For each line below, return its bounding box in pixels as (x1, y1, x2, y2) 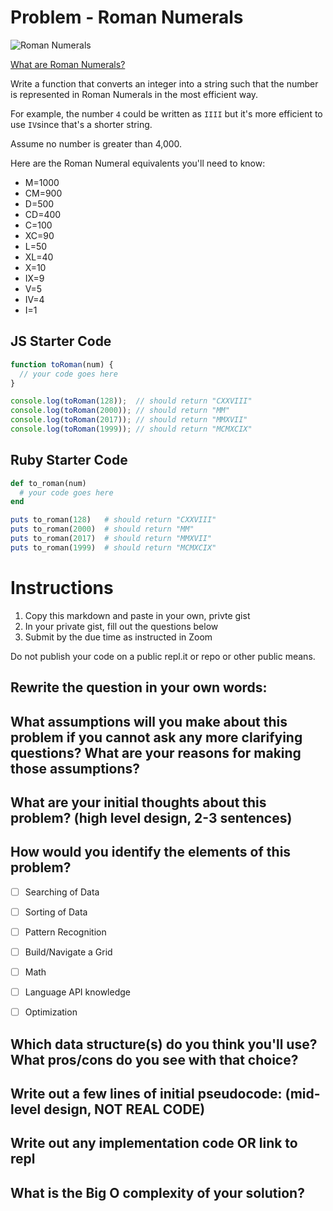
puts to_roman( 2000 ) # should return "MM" (10, 524, 195, 535)
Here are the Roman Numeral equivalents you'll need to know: (10, 157, 266, 169)
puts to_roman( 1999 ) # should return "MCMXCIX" (10, 542, 217, 553)
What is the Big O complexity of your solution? (10, 1184, 305, 1201)
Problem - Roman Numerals (10, 6, 244, 29)
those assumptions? (10, 760, 140, 777)
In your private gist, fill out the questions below (24, 620, 219, 632)
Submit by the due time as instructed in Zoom (24, 631, 213, 643)
